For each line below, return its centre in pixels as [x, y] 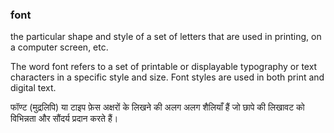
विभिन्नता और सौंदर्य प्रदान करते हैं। [64, 119]
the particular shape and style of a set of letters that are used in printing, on [166, 37]
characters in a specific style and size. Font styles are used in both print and [167, 77]
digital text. [33, 88]
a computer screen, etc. [59, 47]
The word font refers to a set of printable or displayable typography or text [164, 67]
